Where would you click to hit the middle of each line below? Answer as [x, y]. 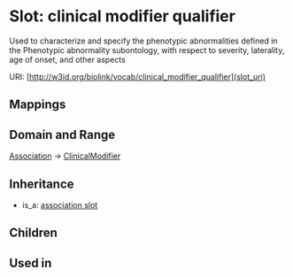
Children [33, 233]
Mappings [38, 105]
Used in [31, 263]
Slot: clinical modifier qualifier [123, 16]
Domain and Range [62, 135]
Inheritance [42, 184]
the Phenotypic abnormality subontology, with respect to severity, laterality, [147, 50]
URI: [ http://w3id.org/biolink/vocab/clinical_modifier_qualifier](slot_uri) [138, 76]
